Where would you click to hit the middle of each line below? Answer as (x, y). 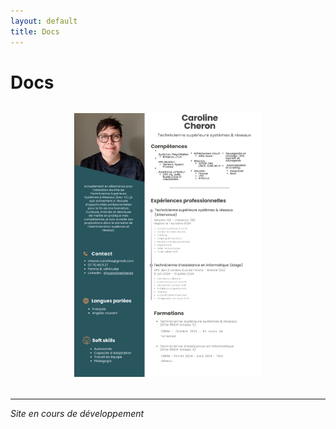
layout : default (44, 21)
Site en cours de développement (77, 414)
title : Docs (35, 31)
